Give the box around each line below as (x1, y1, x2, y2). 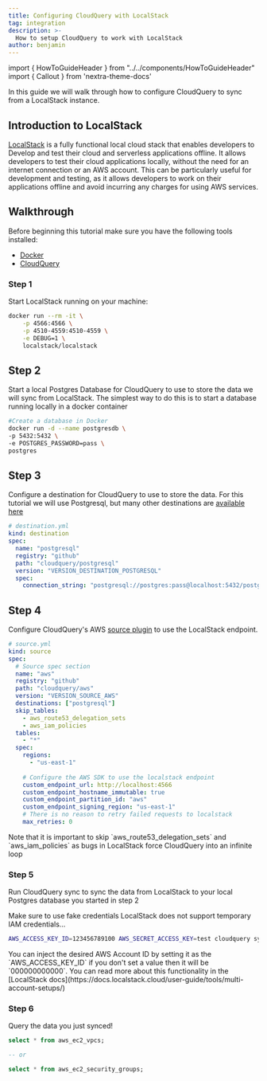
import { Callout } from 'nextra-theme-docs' (8, 72, 153, 81)
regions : (22, 751, 52, 759)
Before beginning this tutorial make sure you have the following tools (8, 226, 233, 236)
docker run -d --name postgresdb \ (8, 425, 126, 433)
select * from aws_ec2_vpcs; (8, 1036, 105, 1044)
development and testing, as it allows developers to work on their (8, 173, 222, 183)
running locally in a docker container (8, 401, 129, 411)
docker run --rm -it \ (8, 312, 83, 320)
